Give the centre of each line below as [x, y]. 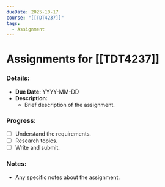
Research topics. [36, 141]
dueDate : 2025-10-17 [33, 12]
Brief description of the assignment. [69, 105]
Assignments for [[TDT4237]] [83, 59]
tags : [13, 23]
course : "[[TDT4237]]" [35, 18]
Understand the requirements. [53, 134]
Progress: [21, 120]
